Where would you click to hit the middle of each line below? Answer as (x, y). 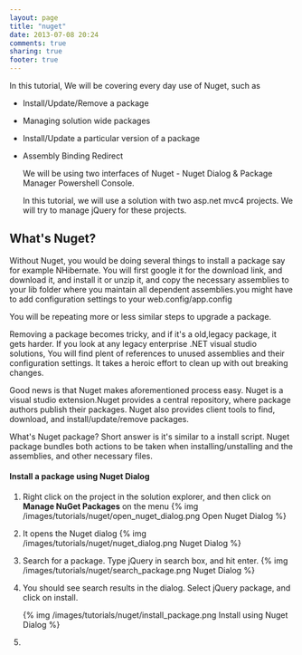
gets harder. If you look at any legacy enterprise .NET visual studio (133, 343)
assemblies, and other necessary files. (81, 456)
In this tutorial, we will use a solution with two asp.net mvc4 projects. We (158, 201)
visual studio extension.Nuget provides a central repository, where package (150, 400)
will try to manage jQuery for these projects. (104, 210)
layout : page (34, 18)
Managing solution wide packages (86, 120)
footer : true (34, 60)
